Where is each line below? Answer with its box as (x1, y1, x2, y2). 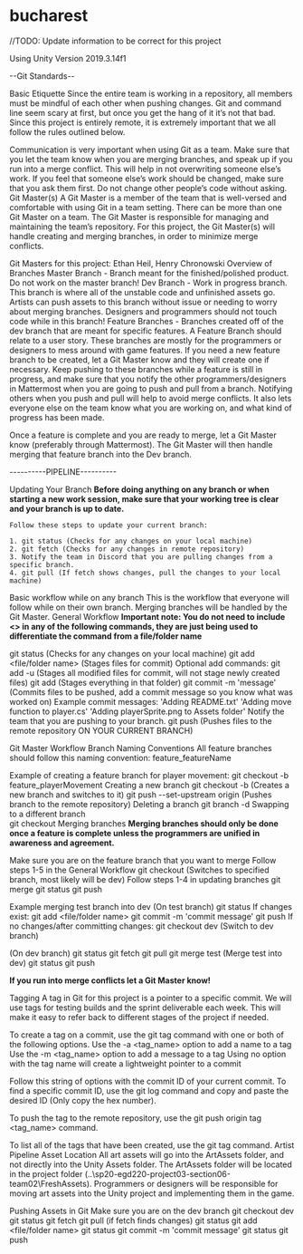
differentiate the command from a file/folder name (9, 631, 203, 641)
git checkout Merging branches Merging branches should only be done (9, 817, 279, 829)
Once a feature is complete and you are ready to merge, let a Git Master (9, 429, 278, 440)
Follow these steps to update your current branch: (9, 520, 208, 530)
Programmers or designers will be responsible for (93, 1178, 279, 1189)
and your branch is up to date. (9, 503, 125, 514)
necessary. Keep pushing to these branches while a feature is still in (9, 363, 263, 374)
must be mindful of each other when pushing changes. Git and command (9, 97, 282, 109)
